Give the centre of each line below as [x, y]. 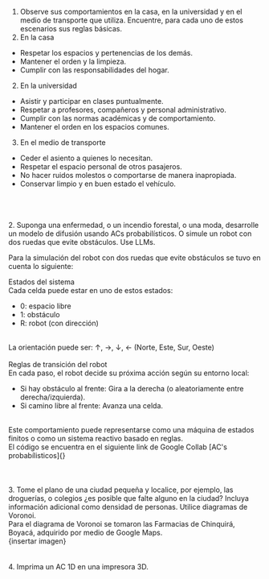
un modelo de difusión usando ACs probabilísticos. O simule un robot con [130, 234]
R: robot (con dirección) [59, 323]
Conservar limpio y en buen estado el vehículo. [98, 184]
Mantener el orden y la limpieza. [73, 61]
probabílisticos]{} [37, 455]
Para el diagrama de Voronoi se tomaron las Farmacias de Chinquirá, [122, 524]
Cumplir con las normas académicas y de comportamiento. [118, 118]
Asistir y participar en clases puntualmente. [92, 101]
